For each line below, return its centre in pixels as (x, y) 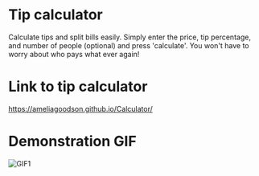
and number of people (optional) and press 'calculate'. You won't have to (129, 45)
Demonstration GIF (72, 141)
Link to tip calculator (78, 87)
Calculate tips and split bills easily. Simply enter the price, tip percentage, (130, 37)
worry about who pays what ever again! (74, 54)
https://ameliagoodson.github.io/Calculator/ (80, 108)
